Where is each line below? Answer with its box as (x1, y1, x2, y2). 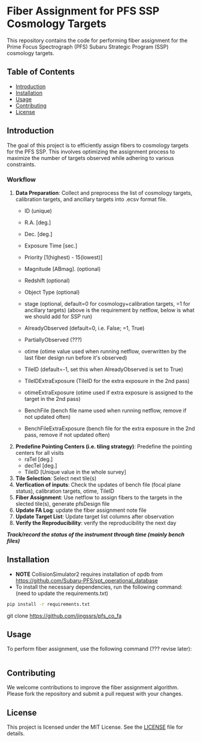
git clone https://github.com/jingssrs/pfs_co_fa (7, 612, 122, 619)
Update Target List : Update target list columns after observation (15, 512, 174, 520)
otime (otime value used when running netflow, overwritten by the (24, 348, 187, 355)
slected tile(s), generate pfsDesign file (15, 500, 110, 507)
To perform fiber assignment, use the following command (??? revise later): (7, 646, 192, 653)
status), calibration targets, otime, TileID (15, 487, 114, 494)
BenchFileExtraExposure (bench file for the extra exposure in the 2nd (24, 424, 195, 432)
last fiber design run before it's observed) (24, 354, 127, 361)
